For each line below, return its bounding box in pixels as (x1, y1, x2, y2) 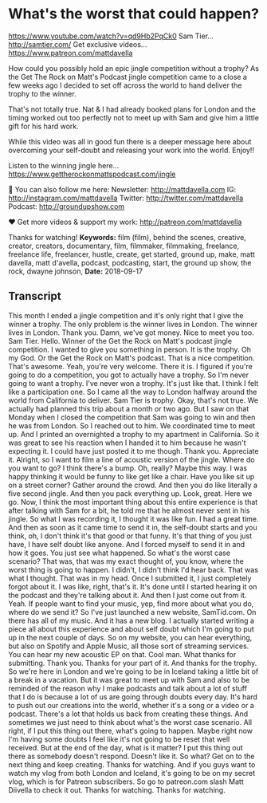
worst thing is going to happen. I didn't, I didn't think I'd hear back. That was (8, 565, 259, 574)
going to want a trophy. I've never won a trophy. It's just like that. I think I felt (8, 378, 259, 388)
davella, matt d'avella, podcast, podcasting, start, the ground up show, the (8, 258, 252, 267)
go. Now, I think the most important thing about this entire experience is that (8, 497, 258, 506)
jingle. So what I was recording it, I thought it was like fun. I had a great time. (8, 514, 259, 523)
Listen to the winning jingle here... (8, 160, 120, 170)
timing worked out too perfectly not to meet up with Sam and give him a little (8, 112, 259, 122)
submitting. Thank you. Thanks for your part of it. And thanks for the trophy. (8, 658, 257, 667)
